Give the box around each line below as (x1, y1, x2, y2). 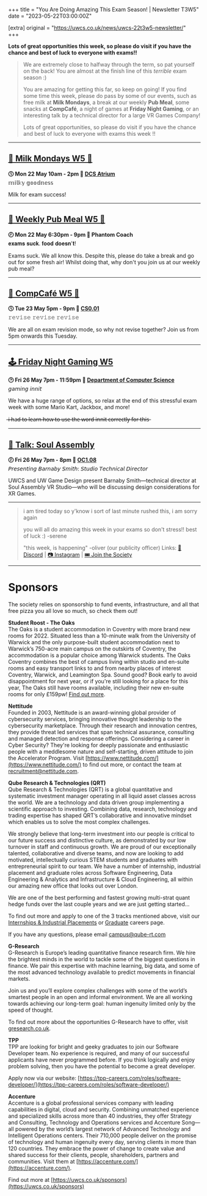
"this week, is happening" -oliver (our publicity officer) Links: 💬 (23, 544, 182, 552)
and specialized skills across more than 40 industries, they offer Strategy (8, 1112, 192, 1120)
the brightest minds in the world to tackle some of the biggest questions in (8, 956, 195, 963)
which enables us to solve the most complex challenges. (8, 819, 150, 825)
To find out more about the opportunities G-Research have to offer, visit (8, 1019, 188, 1025)
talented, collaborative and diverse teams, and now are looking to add (8, 850, 184, 856)
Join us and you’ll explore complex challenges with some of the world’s (8, 987, 187, 994)
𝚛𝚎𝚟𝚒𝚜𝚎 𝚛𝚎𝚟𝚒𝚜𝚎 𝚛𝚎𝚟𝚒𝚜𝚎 (8, 314, 79, 321)
